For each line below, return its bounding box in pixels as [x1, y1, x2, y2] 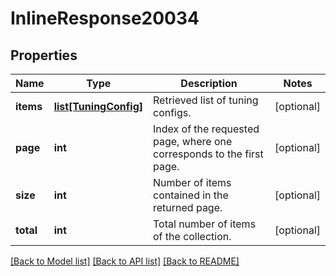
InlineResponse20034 [10, 7, 200, 30]
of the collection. [153, 230, 232, 243]
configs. [153, 106, 192, 119]
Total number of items [153, 217, 257, 231]
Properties [10, 47, 78, 64]
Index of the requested [153, 122, 260, 136]
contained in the [153, 188, 229, 202]
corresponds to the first [153, 147, 264, 161]
